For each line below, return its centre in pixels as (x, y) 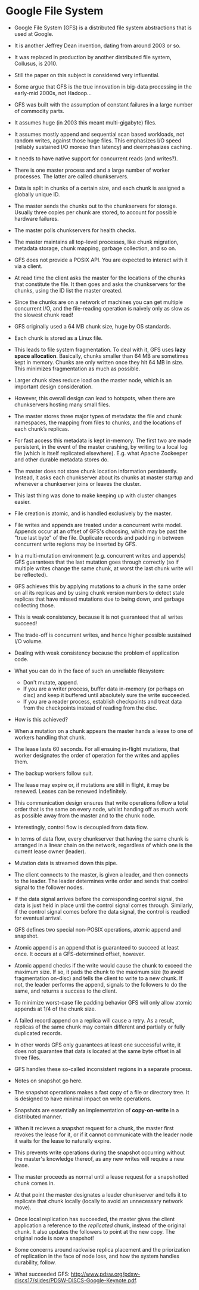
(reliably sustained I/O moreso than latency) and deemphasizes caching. (103, 147)
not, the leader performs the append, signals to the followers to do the (100, 984)
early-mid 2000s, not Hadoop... (53, 93)
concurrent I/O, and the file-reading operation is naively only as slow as (102, 308)
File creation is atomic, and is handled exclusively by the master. (93, 513)
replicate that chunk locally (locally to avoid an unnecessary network (99, 1201)
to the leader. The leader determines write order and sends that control (101, 881)
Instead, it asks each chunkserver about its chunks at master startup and (104, 477)
